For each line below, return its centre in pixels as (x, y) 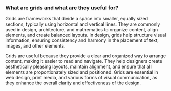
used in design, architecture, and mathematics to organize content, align (82, 30)
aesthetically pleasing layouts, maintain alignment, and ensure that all (79, 67)
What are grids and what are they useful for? (62, 8)
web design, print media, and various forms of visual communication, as (81, 78)
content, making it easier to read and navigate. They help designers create (84, 61)
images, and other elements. (35, 46)
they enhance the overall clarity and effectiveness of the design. (73, 83)
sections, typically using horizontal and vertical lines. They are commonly (83, 24)
